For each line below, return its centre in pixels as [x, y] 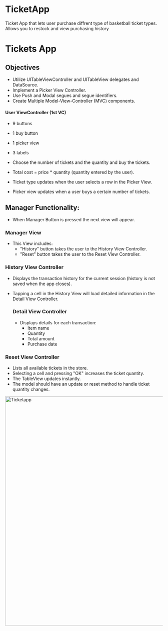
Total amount [41, 338]
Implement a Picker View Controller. [49, 90]
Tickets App [31, 49]
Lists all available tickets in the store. [50, 368]
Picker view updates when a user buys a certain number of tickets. [81, 192]
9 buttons [22, 124]
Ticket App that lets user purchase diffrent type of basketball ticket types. [81, 23]
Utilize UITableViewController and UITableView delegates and [75, 79]
